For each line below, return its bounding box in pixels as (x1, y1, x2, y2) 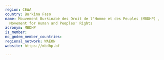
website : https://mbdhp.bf (5, 43, 60, 48)
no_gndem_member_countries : (5, 35, 62, 40)
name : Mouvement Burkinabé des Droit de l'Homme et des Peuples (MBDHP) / (5, 16, 161, 21)
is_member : (5, 30, 27, 35)
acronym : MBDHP (5, 25, 36, 30)
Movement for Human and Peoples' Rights (9, 20, 93, 26)
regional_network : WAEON (5, 39, 56, 44)
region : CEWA (5, 7, 32, 12)
